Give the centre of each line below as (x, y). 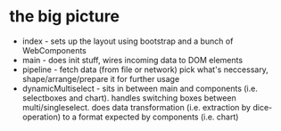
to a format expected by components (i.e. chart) (150, 117)
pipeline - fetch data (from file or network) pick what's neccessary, (145, 70)
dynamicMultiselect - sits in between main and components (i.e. (140, 88)
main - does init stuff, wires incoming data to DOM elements (132, 60)
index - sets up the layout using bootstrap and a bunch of (128, 41)
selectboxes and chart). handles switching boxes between (129, 98)
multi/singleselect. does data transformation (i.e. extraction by (136, 107)
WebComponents (54, 50)
